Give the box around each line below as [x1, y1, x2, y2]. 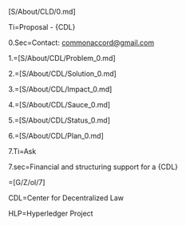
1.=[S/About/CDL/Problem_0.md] [8, 54, 116, 63]
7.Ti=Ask [8, 147, 37, 155]
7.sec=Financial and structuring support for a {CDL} [8, 162, 178, 172]
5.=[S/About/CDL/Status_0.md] [8, 115, 110, 125]
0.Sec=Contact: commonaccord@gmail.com [8, 38, 155, 47]
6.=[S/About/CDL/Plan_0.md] [8, 131, 104, 140]
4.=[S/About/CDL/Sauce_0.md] [8, 100, 110, 109]
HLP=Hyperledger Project [8, 208, 93, 218]
